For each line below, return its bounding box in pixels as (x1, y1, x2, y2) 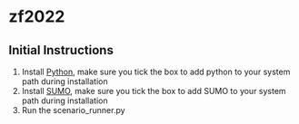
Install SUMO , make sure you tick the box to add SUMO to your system (21, 86, 287, 96)
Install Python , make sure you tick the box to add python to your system (21, 66, 291, 77)
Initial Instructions (8, 43, 115, 58)
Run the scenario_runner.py (21, 105, 125, 115)
